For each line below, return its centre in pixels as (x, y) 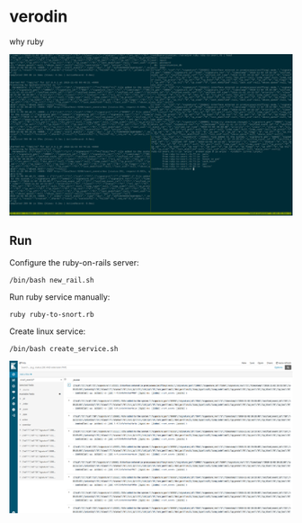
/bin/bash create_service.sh (64, 348)
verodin (39, 17)
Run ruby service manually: (60, 297)
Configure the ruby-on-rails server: (74, 262)
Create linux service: (48, 331)
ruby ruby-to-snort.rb (52, 314)
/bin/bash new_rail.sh (52, 280)
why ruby (27, 41)
